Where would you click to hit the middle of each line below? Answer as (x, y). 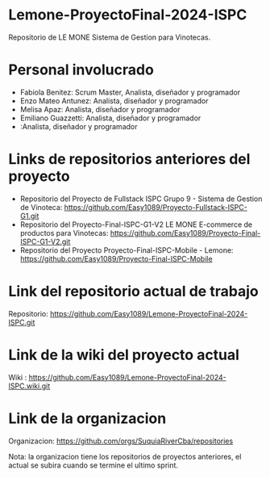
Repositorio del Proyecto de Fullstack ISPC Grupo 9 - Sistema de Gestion (141, 199)
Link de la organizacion (87, 418)
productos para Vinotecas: (64, 233)
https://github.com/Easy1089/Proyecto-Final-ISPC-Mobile (116, 258)
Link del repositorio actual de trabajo (134, 291)
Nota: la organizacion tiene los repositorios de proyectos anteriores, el (125, 456)
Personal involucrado (81, 70)
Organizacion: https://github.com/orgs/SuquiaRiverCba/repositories (121, 441)
